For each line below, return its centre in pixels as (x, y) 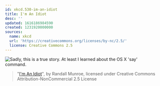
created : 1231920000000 (29, 28)
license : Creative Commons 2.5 (41, 45)
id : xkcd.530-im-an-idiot (31, 9)
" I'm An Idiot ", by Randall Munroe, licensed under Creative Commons (86, 73)
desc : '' (14, 18)
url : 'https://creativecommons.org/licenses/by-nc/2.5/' (68, 41)
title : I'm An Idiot (26, 14)
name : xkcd (20, 37)
